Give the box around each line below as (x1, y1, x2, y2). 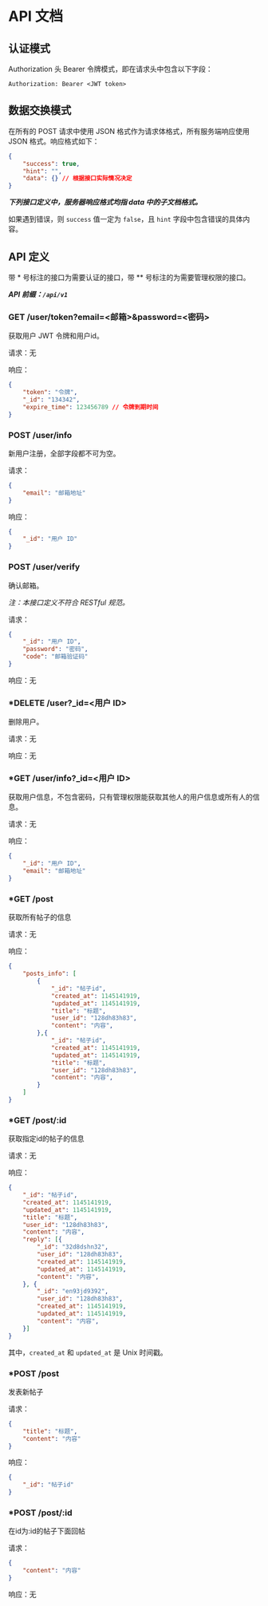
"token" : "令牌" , (22, 389, 78, 397)
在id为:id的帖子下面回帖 (8, 1526, 85, 1536)
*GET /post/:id (8, 1115, 67, 1126)
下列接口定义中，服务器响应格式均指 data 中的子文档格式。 (8, 197, 203, 207)
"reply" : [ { (22, 1236, 62, 1244)
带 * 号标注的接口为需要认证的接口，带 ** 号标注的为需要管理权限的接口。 (8, 273, 250, 282)
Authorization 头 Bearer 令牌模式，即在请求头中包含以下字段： (8, 65, 213, 73)
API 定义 (8, 250, 50, 263)
